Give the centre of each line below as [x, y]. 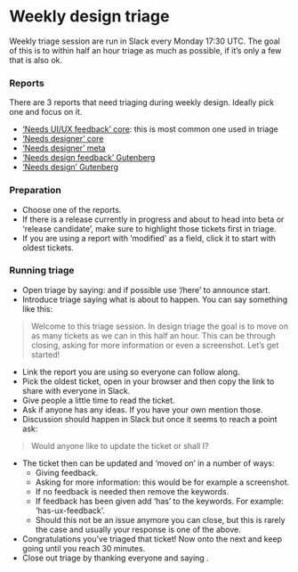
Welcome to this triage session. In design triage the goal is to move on [160, 326]
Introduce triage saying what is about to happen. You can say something [155, 299]
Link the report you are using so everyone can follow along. [131, 372]
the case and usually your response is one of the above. [138, 529]
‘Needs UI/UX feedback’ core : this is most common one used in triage [150, 129]
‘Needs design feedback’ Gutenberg [89, 158]
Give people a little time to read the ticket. [98, 400]
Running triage [42, 271]
